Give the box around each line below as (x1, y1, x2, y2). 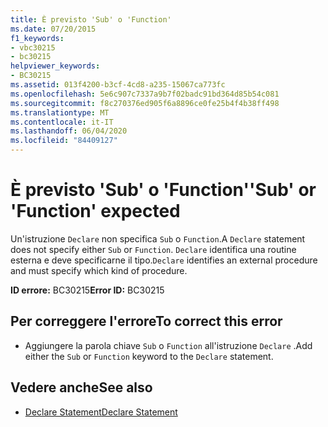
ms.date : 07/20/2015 (10, 24, 97, 34)
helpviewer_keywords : (10, 61, 101, 71)
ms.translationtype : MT (10, 107, 110, 118)
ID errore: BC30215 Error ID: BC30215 (10, 284, 165, 296)
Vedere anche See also (10, 379, 153, 396)
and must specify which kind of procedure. (10, 264, 188, 276)
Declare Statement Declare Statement (24, 406, 178, 418)
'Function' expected (10, 200, 181, 223)
